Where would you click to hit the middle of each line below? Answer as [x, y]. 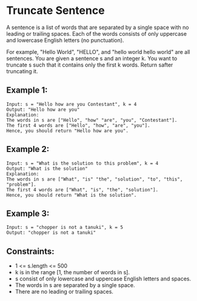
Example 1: [27, 91]
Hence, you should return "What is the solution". [72, 195]
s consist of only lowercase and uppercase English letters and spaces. [103, 279]
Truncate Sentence [55, 11]
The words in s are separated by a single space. [75, 285]
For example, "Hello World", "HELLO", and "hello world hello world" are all [98, 51]
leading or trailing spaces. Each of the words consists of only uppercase [96, 33]
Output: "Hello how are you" [43, 110]
